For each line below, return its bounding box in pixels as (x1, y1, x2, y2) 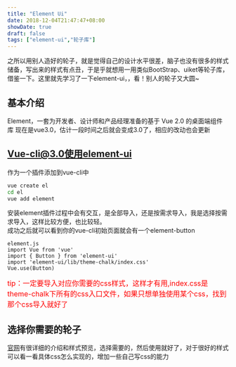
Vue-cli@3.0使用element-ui (7, 148, 132, 160)
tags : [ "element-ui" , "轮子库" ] (7, 37, 96, 44)
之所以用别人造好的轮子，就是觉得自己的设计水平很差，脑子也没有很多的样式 (7, 57, 229, 65)
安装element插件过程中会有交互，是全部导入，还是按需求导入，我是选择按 (7, 209, 221, 217)
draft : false (7, 30, 46, 37)
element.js (7, 240, 39, 247)
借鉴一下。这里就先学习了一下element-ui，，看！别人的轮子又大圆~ (7, 75, 200, 83)
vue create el (7, 182, 49, 189)
